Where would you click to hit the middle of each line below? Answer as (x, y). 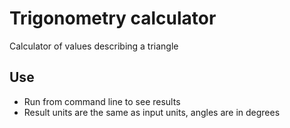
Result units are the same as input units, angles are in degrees (152, 112)
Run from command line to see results (102, 101)
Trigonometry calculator (113, 18)
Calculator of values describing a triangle (94, 46)
